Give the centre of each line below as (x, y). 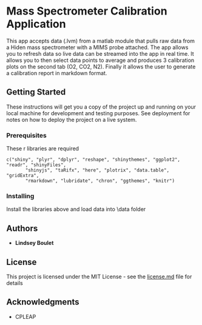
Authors (22, 228)
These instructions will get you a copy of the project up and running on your (101, 107)
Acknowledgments (43, 302)
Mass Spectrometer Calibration (87, 11)
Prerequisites (26, 135)
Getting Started (36, 92)
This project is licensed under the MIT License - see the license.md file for (99, 276)
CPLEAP (25, 317)
